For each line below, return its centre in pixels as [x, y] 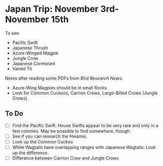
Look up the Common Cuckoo [43, 141]
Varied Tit [22, 69]
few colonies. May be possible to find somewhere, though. [72, 131]
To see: [13, 33]
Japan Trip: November [52, 9]
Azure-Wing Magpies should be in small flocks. [60, 87]
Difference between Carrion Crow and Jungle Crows [65, 158]
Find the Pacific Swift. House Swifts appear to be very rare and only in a [85, 125]
